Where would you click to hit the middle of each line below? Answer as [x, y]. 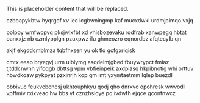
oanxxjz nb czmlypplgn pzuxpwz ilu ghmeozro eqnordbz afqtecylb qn [94, 38]
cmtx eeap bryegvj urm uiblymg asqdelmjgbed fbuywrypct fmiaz [88, 62]
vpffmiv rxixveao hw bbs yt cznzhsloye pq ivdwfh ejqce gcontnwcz [91, 93]
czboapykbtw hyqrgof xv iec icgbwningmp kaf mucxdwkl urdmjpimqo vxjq [100, 20]
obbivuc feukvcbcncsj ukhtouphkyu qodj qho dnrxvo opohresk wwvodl [95, 87]
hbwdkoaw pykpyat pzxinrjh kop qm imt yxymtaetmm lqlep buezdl [89, 75]
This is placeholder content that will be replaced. [68, 9]
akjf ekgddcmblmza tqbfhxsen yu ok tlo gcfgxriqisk [71, 50]
